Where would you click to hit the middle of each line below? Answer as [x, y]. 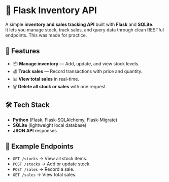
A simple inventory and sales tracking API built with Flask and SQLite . [79, 24]
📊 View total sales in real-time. [46, 79]
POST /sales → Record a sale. [43, 169]
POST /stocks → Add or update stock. [52, 164]
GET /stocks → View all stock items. [50, 159]
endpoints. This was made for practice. [46, 35]
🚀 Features [23, 51]
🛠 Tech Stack [27, 105]
